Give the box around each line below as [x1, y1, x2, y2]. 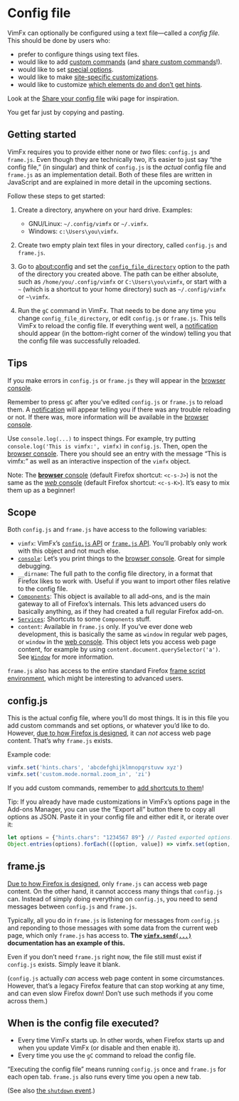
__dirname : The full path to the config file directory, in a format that [17, 569, 213, 578]
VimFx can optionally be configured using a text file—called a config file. [7, 29, 221, 37]
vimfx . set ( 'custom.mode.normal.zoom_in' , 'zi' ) [7, 771, 152, 778]
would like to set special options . [17, 65, 114, 73]
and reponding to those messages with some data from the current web [7, 923, 218, 932]
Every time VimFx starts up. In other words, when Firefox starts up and [17, 1036, 225, 1045]
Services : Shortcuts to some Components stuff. [17, 615, 152, 623]
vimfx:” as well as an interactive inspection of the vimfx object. [7, 456, 191, 465]
